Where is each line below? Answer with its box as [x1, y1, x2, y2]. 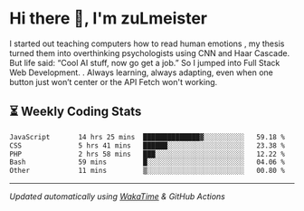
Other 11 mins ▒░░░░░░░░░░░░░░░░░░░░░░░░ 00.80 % [9, 167, 285, 176]
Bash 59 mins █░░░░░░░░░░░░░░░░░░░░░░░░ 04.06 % [9, 158, 285, 167]
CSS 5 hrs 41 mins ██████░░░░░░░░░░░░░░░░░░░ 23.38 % [9, 140, 285, 150]
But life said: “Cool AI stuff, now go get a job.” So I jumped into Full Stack [9, 57, 280, 68]
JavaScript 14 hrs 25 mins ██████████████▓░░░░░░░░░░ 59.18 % [9, 132, 285, 141]
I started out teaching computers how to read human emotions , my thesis [9, 38, 285, 49]
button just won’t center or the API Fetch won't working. [9, 76, 218, 87]
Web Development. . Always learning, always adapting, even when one [9, 67, 273, 78]
